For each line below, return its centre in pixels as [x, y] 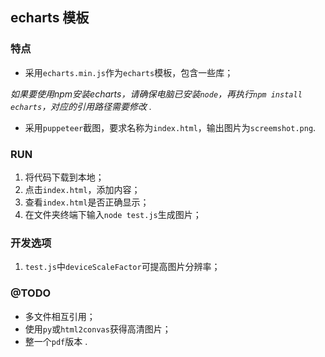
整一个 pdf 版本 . [56, 341]
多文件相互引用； [60, 316]
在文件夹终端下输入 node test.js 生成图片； [113, 214]
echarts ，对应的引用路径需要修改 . [81, 106]
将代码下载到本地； [64, 177]
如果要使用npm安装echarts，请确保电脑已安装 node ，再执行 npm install [156, 94]
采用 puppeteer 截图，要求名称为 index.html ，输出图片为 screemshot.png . [170, 127]
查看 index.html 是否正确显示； [87, 202]
